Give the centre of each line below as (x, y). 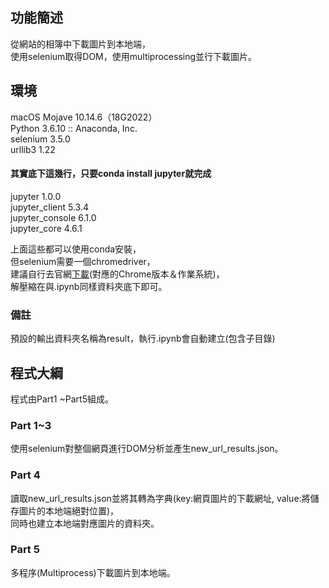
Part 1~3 (31, 425)
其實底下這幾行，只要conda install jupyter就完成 (111, 174)
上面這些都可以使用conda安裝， (76, 249)
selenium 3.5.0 (40, 139)
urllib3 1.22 (33, 149)
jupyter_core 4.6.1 (46, 228)
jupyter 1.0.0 (36, 196)
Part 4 (25, 475)
